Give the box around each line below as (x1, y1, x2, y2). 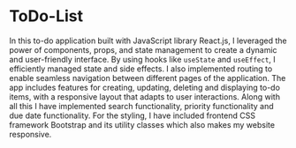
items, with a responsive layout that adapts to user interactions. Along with (9, 91, 281, 102)
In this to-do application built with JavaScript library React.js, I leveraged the (9, 35, 287, 46)
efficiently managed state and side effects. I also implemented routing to (9, 63, 273, 74)
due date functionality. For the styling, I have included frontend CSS (9, 110, 256, 121)
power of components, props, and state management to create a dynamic (9, 44, 277, 55)
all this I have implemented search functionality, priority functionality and (9, 100, 274, 111)
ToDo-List (9, 6, 84, 26)
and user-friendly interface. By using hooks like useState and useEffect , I (9, 54, 276, 64)
